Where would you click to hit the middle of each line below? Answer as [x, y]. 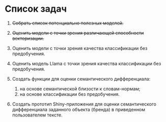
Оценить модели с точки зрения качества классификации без [80, 48]
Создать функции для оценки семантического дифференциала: [81, 79]
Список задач [36, 9]
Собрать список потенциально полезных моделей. [68, 23]
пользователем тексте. [37, 115]
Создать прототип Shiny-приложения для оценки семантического [84, 104]
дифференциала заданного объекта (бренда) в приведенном [79, 109]
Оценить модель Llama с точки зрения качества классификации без [87, 63]
